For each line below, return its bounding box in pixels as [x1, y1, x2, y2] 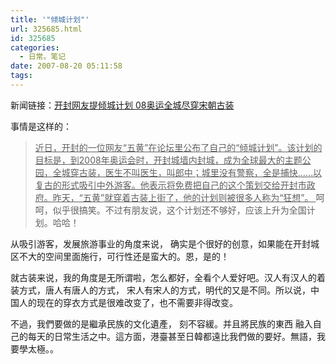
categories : [10, 42, 60, 53]
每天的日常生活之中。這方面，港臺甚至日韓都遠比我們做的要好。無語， [27, 330, 317, 342]
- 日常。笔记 [19, 52, 67, 62]
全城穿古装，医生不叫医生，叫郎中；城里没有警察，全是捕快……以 [52, 166, 322, 178]
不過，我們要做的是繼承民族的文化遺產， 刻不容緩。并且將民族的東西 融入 [10, 317, 313, 330]
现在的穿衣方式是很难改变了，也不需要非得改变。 [36, 296, 238, 308]
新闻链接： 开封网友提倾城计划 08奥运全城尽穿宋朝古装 [10, 99, 235, 111]
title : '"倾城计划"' [10, 14, 90, 25]
